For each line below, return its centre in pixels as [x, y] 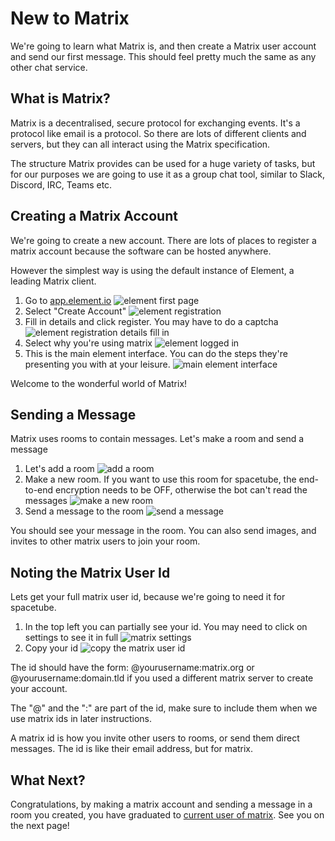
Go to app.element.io [68, 300]
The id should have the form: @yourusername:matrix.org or [132, 668]
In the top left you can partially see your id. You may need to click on [166, 627]
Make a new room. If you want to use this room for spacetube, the [160, 479]
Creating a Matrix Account [94, 216]
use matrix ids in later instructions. [81, 719]
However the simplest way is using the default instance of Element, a [152, 270]
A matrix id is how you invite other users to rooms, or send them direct [155, 738]
